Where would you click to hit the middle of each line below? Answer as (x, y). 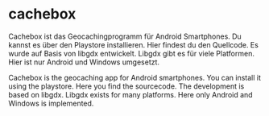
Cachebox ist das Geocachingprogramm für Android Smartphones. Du (125, 36)
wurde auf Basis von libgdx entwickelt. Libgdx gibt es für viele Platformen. (132, 53)
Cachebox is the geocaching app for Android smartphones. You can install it (135, 77)
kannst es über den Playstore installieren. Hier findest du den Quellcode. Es (134, 44)
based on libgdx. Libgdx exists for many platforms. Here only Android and (130, 94)
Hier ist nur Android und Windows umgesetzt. (84, 62)
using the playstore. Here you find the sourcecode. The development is (126, 86)
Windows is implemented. (51, 103)
